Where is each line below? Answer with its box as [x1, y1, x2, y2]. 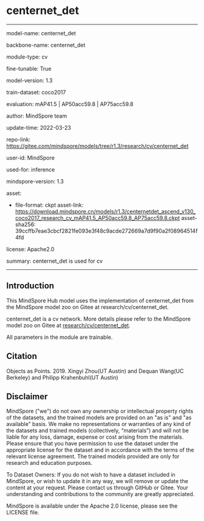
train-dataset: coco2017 [6, 88, 66, 96]
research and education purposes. [6, 459, 93, 467]
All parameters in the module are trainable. [6, 333, 113, 341]
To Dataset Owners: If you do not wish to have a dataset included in [6, 471, 176, 478]
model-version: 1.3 [6, 77, 53, 84]
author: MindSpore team [6, 112, 67, 119]
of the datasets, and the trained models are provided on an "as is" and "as [6, 414, 192, 421]
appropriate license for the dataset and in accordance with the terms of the [6, 446, 194, 454]
